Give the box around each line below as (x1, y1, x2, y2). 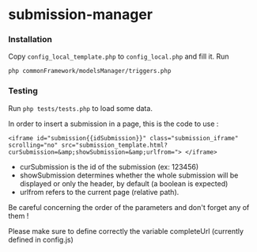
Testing (8, 86, 38, 97)
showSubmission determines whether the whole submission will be (19, 170, 239, 180)
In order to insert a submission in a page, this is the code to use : (8, 119, 219, 128)
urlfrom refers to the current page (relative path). (19, 187, 180, 197)
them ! (8, 211, 29, 220)
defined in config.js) (8, 235, 74, 244)
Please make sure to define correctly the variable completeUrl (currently (8, 226, 244, 235)
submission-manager (8, 6, 153, 24)
